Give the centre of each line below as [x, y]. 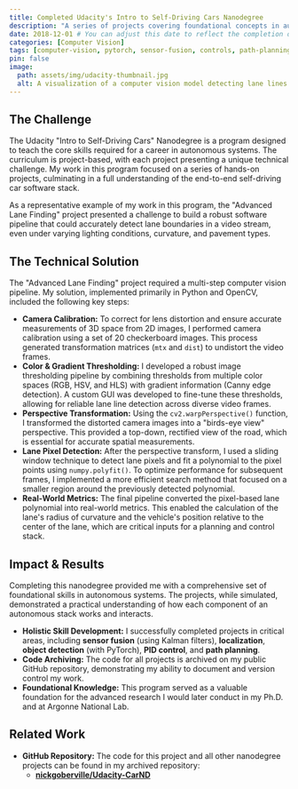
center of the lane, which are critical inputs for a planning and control [148, 527]
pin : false [29, 59]
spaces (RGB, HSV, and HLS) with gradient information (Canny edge [146, 385]
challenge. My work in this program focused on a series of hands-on [134, 169]
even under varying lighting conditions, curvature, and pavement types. [140, 234]
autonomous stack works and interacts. [81, 614]
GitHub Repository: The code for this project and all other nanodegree [151, 755]
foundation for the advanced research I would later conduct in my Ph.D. [153, 697]
